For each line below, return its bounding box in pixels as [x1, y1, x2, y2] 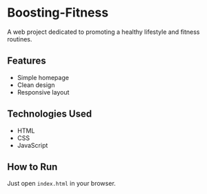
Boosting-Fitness [7, 5, 109, 21]
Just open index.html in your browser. [7, 180, 116, 188]
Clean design [17, 81, 55, 89]
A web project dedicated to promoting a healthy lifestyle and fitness [7, 28, 200, 36]
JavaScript [17, 141, 48, 149]
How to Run [7, 161, 58, 173]
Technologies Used [7, 108, 92, 120]
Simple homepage [17, 73, 69, 81]
